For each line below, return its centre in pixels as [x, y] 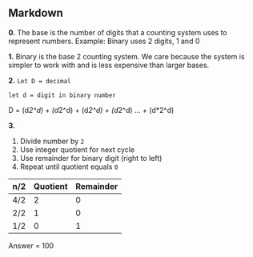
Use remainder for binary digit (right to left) [91, 158]
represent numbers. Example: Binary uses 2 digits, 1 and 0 [104, 41]
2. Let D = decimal [40, 80]
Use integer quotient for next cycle [77, 149]
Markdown [36, 13]
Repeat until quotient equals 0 [69, 167]
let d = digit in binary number [62, 95]
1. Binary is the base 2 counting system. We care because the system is [127, 56]
